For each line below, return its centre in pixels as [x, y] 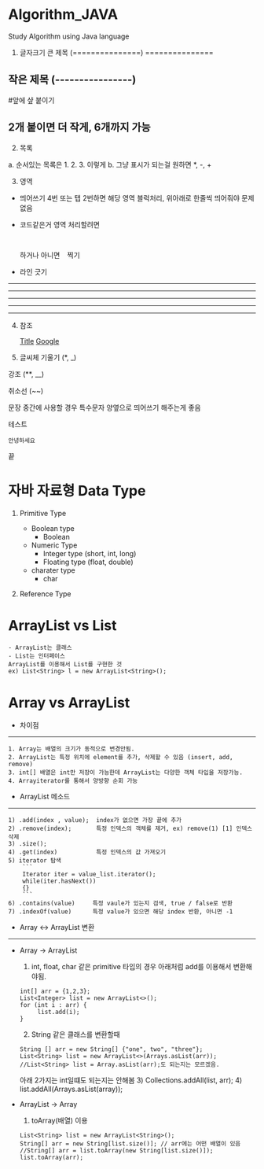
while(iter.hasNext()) [59, 881]
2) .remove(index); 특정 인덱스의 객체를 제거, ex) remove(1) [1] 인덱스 [130, 829]
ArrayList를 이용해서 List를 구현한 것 [65, 665]
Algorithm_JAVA [63, 15]
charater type [53, 570]
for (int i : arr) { [53, 1005]
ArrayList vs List [62, 625]
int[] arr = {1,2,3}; [55, 992]
